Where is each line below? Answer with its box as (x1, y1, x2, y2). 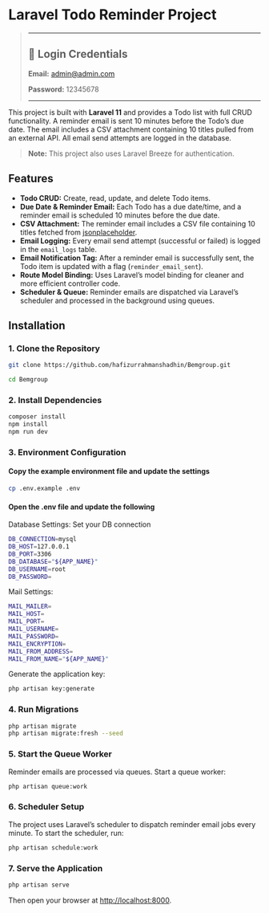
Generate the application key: (8, 669, 106, 679)
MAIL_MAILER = (8, 602, 52, 611)
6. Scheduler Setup (8, 801, 85, 813)
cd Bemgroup (8, 376, 48, 384)
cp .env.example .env (8, 484, 81, 493)
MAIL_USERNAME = (8, 625, 59, 633)
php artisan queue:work (8, 782, 88, 790)
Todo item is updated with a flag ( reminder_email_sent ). (19, 261, 204, 271)
